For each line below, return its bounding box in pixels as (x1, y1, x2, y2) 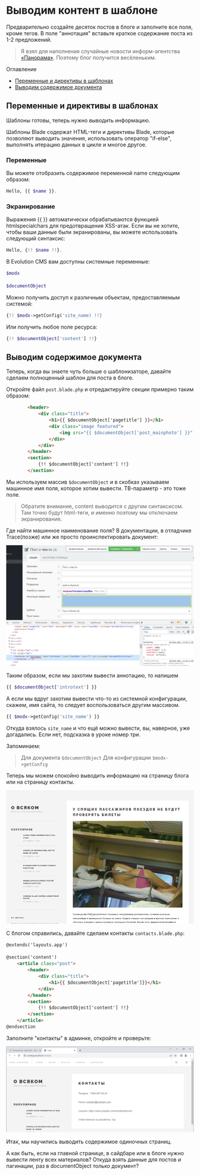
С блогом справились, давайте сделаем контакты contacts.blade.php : (6, 929, 185, 937)
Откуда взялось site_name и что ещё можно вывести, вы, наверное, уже (6, 724, 190, 732)
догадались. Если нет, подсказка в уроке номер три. (6, 730, 141, 738)
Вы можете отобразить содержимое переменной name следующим (6, 170, 180, 177)
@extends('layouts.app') (6, 942, 68, 948)
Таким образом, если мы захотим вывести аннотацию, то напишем (6, 672, 179, 679)
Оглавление (6, 65, 37, 72)
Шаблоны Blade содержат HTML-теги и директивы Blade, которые (6, 128, 174, 135)
